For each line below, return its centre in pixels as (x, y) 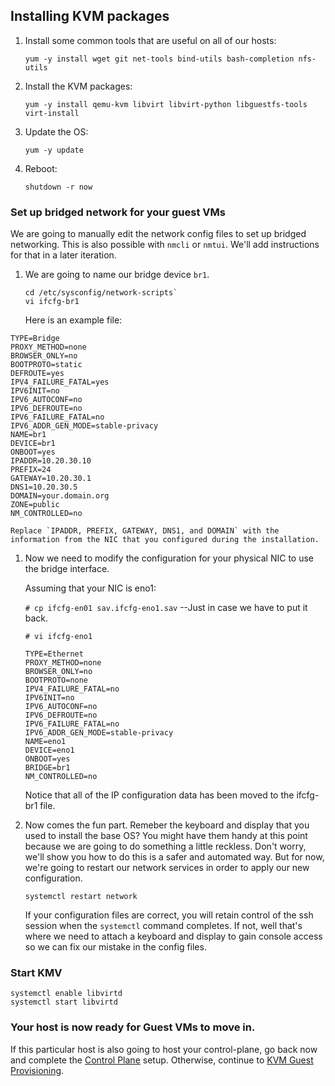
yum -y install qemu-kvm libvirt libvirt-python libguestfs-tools (166, 104)
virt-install (52, 113)
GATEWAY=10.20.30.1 (51, 479)
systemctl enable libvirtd (66, 994)
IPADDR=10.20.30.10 (51, 461)
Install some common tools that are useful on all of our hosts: (150, 40)
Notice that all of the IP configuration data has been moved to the (159, 795)
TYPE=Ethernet (54, 654)
